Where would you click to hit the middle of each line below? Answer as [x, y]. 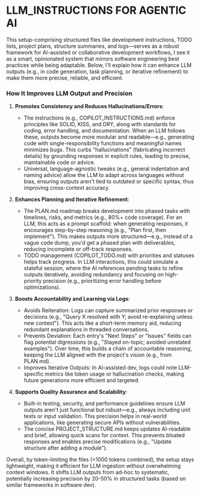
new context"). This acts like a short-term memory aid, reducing [102, 323]
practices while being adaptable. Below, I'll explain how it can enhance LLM [99, 65]
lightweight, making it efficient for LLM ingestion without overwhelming [93, 466]
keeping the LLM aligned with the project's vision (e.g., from [98, 355]
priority [33, 281]
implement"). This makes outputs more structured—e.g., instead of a [108, 236]
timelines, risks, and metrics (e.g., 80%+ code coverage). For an [103, 217]
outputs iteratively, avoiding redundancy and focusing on [94, 275]
